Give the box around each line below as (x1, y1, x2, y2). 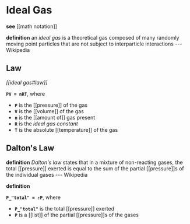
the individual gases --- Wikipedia (6, 171, 88, 178)
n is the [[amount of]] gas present (14, 114, 96, 121)
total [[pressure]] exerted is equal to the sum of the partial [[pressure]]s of (6, 164, 185, 172)
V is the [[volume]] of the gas (14, 107, 85, 114)
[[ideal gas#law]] (6, 79, 48, 86)
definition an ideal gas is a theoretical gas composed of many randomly (6, 34, 180, 41)
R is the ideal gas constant (14, 120, 79, 127)
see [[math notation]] (6, 23, 57, 30)
